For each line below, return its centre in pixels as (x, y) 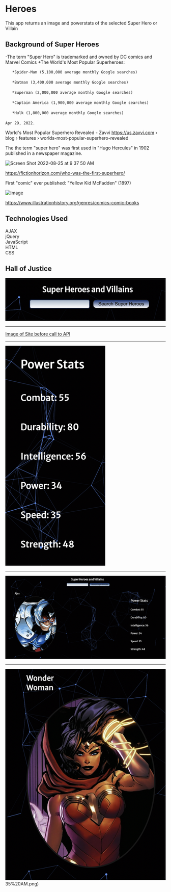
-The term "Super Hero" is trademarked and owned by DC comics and (79, 57)
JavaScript (17, 242)
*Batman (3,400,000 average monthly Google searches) (70, 82)
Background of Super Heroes (52, 45)
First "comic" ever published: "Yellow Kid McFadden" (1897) (68, 183)
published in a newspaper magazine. (44, 153)
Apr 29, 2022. (20, 123)
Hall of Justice (28, 268)
